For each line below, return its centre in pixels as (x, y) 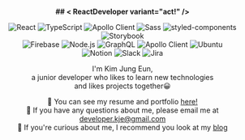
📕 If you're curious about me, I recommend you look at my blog (122, 127)
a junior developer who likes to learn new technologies (122, 77)
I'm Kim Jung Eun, (122, 69)
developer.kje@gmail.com (122, 119)
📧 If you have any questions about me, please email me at (122, 110)
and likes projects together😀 (122, 86)
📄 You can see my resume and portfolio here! (122, 102)
